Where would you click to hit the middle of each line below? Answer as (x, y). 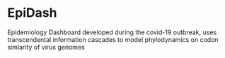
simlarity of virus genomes (46, 47)
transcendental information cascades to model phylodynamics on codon (113, 39)
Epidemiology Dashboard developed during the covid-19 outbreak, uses (112, 32)
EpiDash (32, 13)
